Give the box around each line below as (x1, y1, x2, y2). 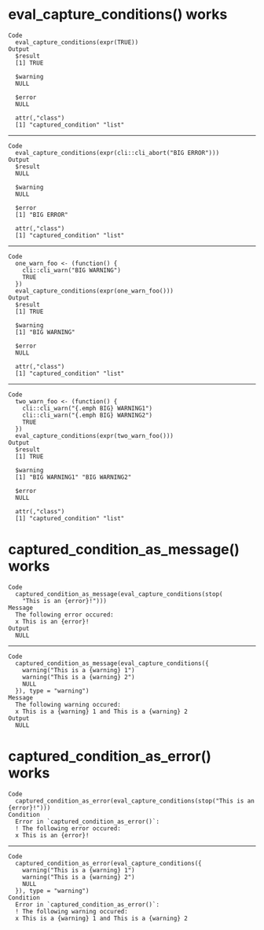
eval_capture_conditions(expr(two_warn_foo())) (15, 432, 174, 439)
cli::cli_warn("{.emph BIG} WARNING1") (22, 404, 153, 412)
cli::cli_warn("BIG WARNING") (22, 266, 122, 274)
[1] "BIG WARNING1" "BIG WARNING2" (15, 473, 132, 481)
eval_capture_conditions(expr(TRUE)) (15, 38, 139, 46)
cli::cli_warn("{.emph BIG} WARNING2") (22, 411, 153, 419)
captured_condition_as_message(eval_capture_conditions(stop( (15, 590, 223, 598)
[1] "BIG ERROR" (15, 211, 68, 219)
